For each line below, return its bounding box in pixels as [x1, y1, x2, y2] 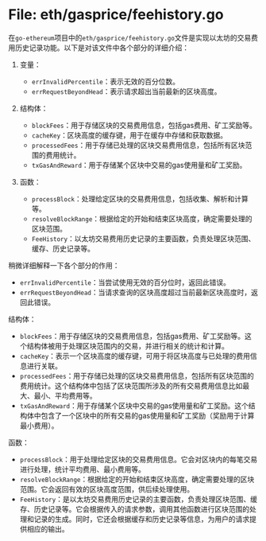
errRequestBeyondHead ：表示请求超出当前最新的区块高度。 [31, 86, 222, 96]
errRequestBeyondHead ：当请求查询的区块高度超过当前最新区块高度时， [19, 287, 252, 297]
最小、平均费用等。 [33, 391, 97, 400]
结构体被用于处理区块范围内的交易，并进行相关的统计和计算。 [26, 341, 229, 351]
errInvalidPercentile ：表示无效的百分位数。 [31, 76, 180, 86]
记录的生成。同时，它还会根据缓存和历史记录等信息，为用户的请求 [33, 514, 250, 523]
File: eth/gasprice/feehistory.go [8, 6, 224, 24]
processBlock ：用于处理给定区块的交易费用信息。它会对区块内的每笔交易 [19, 454, 258, 464]
